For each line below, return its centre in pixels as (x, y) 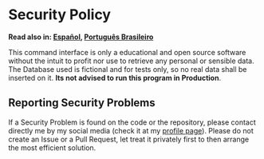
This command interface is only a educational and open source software (127, 52)
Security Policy (60, 15)
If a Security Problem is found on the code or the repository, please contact (132, 122)
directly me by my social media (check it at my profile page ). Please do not (131, 130)
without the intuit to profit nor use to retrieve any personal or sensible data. (131, 61)
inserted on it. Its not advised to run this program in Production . (115, 78)
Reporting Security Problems (82, 103)
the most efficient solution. (52, 147)
